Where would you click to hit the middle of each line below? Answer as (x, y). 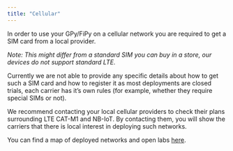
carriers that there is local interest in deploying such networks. (97, 126)
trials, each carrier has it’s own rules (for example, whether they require (110, 90)
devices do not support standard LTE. (61, 62)
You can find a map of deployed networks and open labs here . (97, 140)
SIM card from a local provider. (52, 41)
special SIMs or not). (37, 98)
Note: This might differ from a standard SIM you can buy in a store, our (110, 55)
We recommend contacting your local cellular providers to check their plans (116, 111)
